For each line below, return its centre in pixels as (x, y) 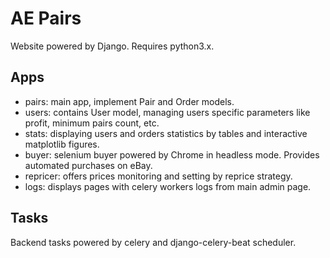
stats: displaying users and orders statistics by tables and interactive (166, 133)
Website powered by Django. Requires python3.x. (112, 46)
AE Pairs (46, 18)
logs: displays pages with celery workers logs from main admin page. (168, 186)
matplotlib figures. (62, 144)
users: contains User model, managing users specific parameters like (167, 112)
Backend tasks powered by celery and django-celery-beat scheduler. (153, 242)
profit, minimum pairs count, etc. (92, 123)
